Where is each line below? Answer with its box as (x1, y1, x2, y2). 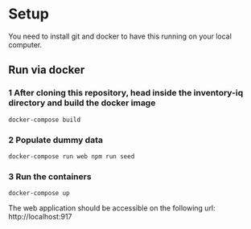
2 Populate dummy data (8, 134, 103, 145)
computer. (8, 39, 43, 49)
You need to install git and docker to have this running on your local (8, 31, 232, 41)
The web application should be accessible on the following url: (8, 203, 216, 213)
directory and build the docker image (8, 97, 156, 108)
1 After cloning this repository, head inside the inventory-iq (8, 88, 244, 99)
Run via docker (8, 63, 85, 77)
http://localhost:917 (8, 212, 72, 222)
